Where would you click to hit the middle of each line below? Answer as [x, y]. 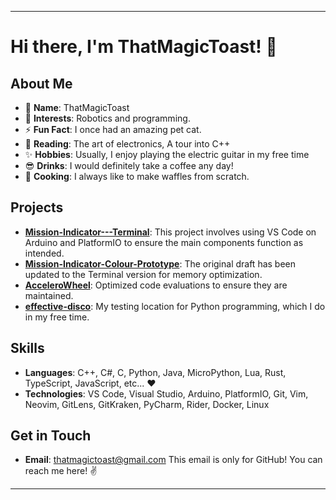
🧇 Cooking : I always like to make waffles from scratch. [137, 176]
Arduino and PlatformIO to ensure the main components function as [164, 242]
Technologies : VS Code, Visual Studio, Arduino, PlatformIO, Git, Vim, [166, 393]
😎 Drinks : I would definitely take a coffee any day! [129, 165]
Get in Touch [51, 436]
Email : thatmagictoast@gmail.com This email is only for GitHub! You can [173, 460]
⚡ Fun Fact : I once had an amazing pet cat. [113, 129]
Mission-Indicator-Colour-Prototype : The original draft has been [160, 263]
